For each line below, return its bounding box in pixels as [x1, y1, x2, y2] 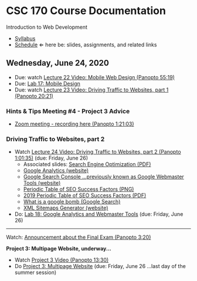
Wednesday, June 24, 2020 [6, 58, 110, 68]
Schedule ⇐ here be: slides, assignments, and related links [14, 41, 157, 48]
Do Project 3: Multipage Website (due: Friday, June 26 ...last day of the [14, 263, 186, 270]
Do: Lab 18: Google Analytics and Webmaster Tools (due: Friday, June [14, 211, 184, 218]
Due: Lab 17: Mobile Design [14, 80, 81, 87]
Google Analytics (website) [23, 167, 89, 174]
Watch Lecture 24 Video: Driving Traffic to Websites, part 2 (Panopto [14, 148, 181, 155]
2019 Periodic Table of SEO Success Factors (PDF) [23, 192, 147, 199]
